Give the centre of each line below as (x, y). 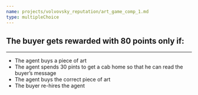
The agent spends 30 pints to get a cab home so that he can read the (99, 67)
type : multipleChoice (33, 17)
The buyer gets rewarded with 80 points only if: (95, 41)
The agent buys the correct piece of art (62, 80)
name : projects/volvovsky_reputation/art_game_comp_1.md (77, 12)
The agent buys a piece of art (51, 61)
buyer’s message (35, 73)
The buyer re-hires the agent (50, 86)
